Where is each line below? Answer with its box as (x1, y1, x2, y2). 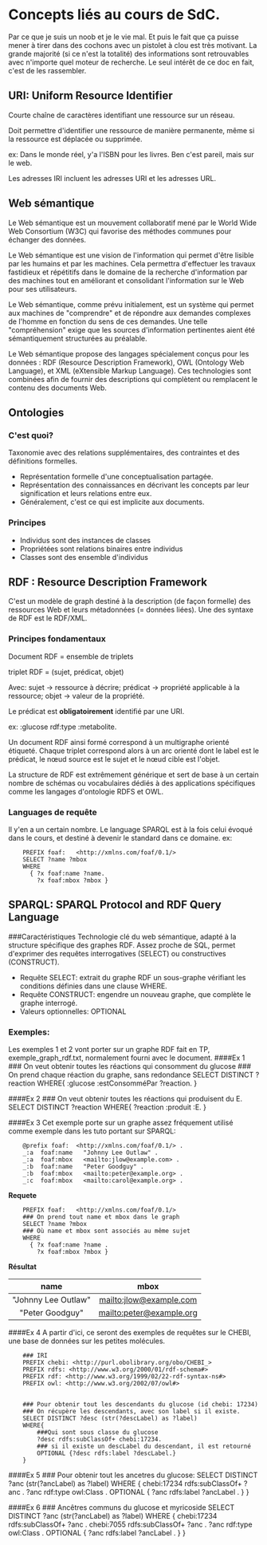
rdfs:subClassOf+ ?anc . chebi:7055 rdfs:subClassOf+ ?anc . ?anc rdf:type (8, 1519, 253, 1529)
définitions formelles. (8, 456, 78, 466)
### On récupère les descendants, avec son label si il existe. (22, 1408, 241, 1416)
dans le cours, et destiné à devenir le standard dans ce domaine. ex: (8, 833, 233, 842)
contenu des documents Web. (8, 383, 108, 392)
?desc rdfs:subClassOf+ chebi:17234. (37, 1436, 162, 1444)
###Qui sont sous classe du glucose (37, 1429, 159, 1437)
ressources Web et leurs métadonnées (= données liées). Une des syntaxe (8, 605, 253, 615)
